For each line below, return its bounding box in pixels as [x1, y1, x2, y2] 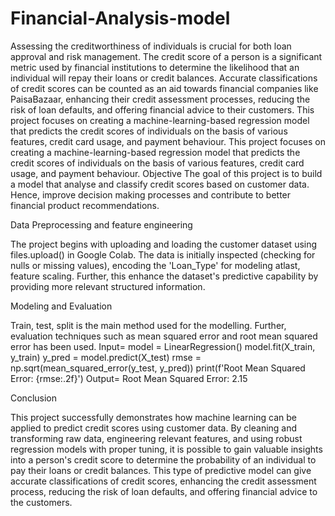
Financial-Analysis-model [10, 7, 231, 30]
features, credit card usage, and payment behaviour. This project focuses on [10, 135, 326, 147]
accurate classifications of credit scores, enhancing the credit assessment [10, 475, 317, 487]
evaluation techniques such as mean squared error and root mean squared [10, 330, 318, 342]
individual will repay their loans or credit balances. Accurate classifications [10, 72, 318, 84]
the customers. [10, 496, 73, 508]
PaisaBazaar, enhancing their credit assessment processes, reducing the [10, 93, 311, 105]
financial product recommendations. [10, 199, 160, 211]
